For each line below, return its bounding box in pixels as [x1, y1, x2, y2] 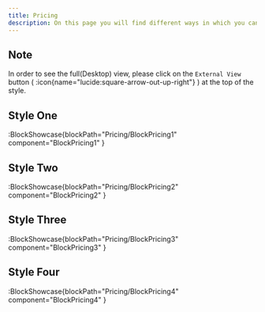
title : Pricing [8, 11, 58, 20]
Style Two [8, 161, 58, 175]
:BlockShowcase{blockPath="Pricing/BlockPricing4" [8, 286, 179, 296]
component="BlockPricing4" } [8, 295, 106, 304]
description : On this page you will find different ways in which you [8, 19, 245, 27]
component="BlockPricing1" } [8, 138, 105, 148]
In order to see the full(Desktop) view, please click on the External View [8, 69, 241, 79]
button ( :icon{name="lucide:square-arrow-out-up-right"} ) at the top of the [8, 77, 254, 87]
